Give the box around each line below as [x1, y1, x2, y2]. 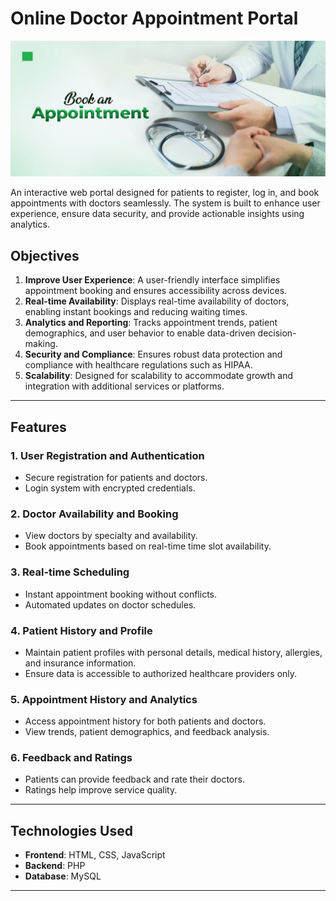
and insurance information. [24, 657, 137, 669]
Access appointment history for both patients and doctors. [24, 715, 267, 727]
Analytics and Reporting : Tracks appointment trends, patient [24, 317, 278, 329]
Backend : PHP [24, 860, 86, 872]
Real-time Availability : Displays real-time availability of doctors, [24, 295, 290, 307]
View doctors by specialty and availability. [24, 530, 198, 542]
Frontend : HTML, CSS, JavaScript [24, 849, 166, 861]
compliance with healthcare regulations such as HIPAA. [24, 359, 253, 371]
